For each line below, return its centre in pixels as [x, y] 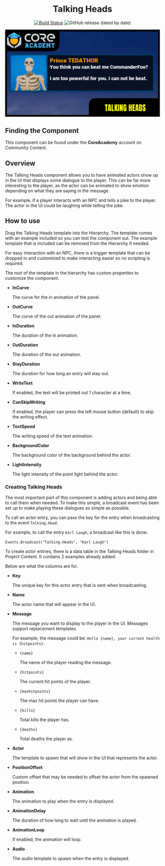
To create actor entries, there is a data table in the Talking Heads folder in [79, 551]
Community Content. [26, 148]
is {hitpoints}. [29, 644]
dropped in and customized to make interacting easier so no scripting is [78, 258]
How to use [23, 221]
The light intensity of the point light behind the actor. [65, 474]
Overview [20, 163]
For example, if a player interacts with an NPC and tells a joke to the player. [81, 200]
